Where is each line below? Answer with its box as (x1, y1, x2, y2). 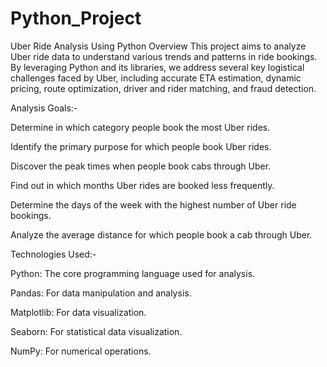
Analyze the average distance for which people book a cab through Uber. (10, 228, 313, 241)
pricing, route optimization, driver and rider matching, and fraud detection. (10, 82, 317, 94)
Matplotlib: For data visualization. (10, 306, 147, 318)
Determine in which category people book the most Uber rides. (10, 121, 271, 133)
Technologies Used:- (10, 248, 97, 260)
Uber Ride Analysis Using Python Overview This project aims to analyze (10, 40, 307, 52)
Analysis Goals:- (10, 102, 78, 114)
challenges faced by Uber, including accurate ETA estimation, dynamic (10, 72, 302, 84)
